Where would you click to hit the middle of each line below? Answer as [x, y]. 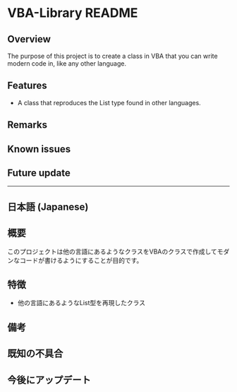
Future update [39, 173]
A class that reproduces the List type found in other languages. [109, 102]
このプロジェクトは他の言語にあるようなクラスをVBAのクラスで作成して [112, 251]
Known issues [39, 149]
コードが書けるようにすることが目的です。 [81, 260]
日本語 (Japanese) [48, 207]
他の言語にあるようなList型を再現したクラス [81, 303]
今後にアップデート [49, 380]
